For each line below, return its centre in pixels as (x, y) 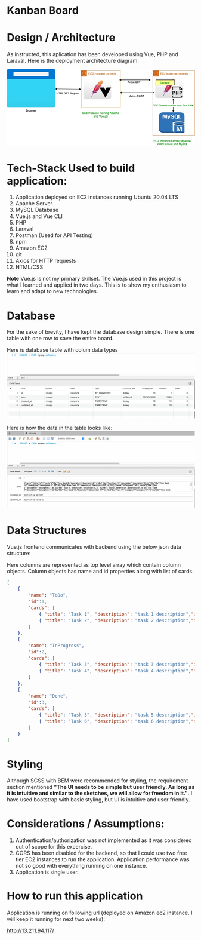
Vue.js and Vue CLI (39, 216)
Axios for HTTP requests (46, 261)
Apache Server (34, 204)
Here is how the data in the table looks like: (60, 428)
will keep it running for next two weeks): (56, 919)
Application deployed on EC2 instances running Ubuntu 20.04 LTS (97, 197)
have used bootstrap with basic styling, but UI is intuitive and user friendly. (98, 800)
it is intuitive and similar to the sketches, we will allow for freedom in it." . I (100, 793)
